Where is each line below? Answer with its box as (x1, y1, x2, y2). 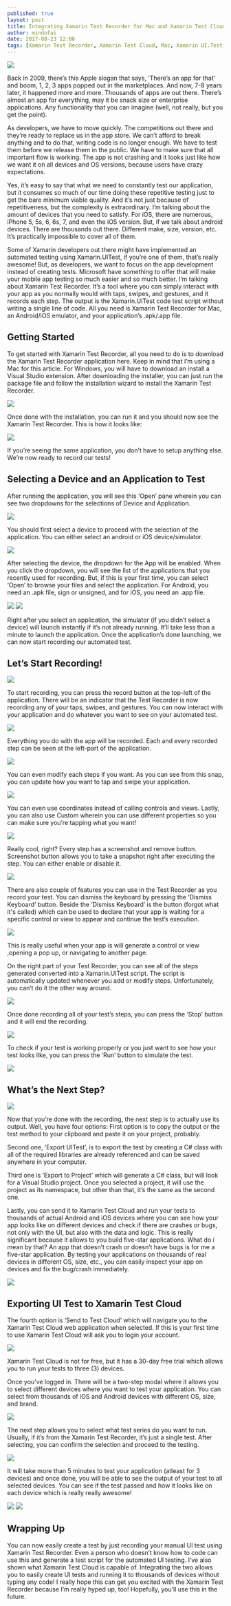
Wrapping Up (7, 1523, 65, 1534)
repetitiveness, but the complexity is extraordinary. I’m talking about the (7, 203, 210, 211)
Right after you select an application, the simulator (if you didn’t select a (7, 616, 211, 624)
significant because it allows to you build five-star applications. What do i (7, 1235, 214, 1244)
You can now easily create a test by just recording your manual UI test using (7, 1541, 223, 1550)
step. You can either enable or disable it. (7, 859, 122, 868)
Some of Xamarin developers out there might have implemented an (7, 246, 197, 253)
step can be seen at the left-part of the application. (7, 744, 152, 753)
